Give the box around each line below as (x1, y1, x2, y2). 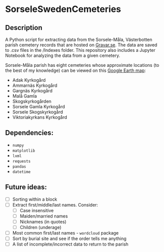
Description (5, 23, 42, 32)
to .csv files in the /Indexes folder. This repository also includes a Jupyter (5, 47, 156, 53)
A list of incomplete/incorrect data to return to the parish (12, 241, 129, 248)
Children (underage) (19, 224, 62, 230)
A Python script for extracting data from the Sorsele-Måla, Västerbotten (5, 36, 153, 42)
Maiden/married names (19, 213, 68, 219)
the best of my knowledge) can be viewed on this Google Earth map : (5, 67, 146, 73)
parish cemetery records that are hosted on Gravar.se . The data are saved (5, 42, 158, 48)
